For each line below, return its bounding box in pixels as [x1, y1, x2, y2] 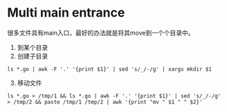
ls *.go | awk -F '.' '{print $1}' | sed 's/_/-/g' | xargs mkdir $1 [7, 66, 212, 73]
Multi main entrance [7, 5, 125, 21]
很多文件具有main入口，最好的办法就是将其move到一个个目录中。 [7, 28, 194, 37]
